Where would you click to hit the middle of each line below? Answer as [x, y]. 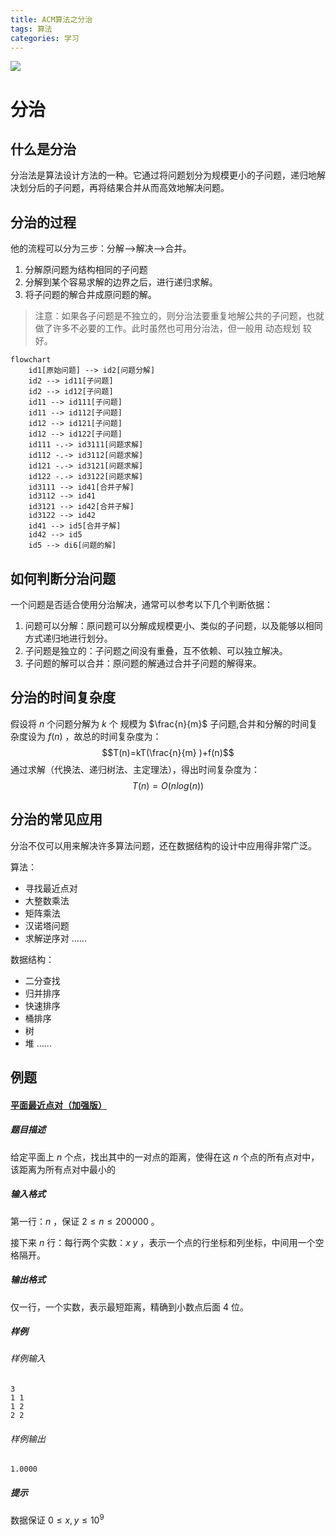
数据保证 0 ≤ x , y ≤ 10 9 [57, 1519]
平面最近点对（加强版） [58, 1105]
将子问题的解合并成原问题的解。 [90, 295]
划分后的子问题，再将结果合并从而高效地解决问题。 [124, 188]
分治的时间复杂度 [63, 697]
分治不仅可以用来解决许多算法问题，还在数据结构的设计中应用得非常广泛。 [163, 845]
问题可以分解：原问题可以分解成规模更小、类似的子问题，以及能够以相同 [173, 625]
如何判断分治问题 [63, 578]
